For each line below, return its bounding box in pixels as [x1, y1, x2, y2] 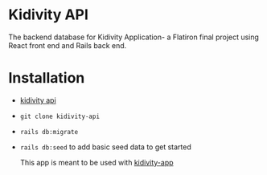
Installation [8, 69, 85, 87]
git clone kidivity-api [19, 112, 101, 120]
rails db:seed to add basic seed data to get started [19, 142, 191, 152]
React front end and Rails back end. [8, 40, 127, 50]
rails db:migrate [19, 128, 79, 136]
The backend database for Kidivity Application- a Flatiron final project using [8, 32, 260, 42]
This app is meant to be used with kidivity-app [19, 157, 175, 167]
